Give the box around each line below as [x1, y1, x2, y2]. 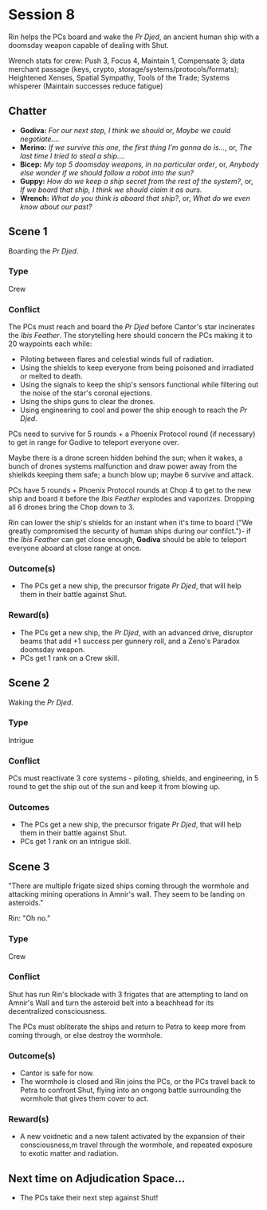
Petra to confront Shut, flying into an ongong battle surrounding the [19, 1086, 241, 1095]
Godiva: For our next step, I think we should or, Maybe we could [19, 125, 231, 135]
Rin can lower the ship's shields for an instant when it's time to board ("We [8, 518, 253, 528]
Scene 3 [8, 859, 50, 874]
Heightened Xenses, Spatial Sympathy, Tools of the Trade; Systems [8, 73, 230, 82]
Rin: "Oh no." [8, 913, 51, 923]
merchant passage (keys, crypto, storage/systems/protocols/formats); [8, 64, 239, 73]
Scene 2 [8, 676, 50, 690]
